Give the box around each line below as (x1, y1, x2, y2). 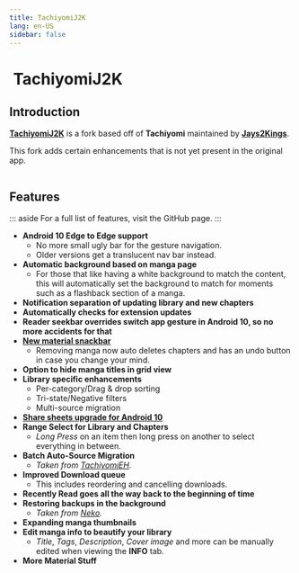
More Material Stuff (22, 555, 97, 567)
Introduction (9, 104, 81, 120)
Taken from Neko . (35, 507, 103, 518)
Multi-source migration (35, 402, 121, 414)
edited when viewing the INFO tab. (35, 546, 164, 557)
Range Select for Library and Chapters (22, 422, 169, 433)
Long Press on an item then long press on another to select (35, 431, 255, 442)
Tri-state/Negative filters (35, 393, 128, 404)
